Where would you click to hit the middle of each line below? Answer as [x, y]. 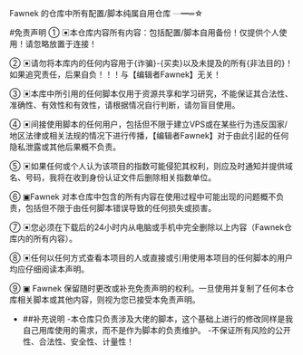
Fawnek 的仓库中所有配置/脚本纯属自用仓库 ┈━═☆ [106, 13]
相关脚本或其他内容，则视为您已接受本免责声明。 [108, 300]
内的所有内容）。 [47, 239]
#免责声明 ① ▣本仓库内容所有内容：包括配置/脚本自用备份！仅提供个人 [144, 33]
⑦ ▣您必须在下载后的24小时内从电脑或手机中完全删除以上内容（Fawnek [147, 227]
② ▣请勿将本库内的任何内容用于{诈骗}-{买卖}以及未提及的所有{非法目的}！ [151, 63]
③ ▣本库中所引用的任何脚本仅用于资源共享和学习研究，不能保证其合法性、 [151, 94]
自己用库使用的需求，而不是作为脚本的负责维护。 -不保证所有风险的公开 [157, 330]
